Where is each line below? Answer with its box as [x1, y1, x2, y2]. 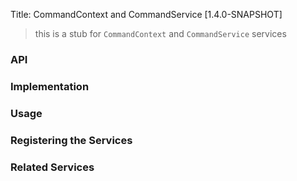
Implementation [10, 79, 90, 93]
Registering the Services [10, 133, 133, 147]
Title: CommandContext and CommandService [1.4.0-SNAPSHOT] [10, 9, 283, 20]
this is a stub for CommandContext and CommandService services [34, 28, 287, 39]
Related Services [10, 160, 95, 174]
